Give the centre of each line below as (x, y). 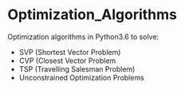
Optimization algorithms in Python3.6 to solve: (83, 37)
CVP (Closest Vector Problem (67, 61)
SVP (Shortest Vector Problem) (70, 52)
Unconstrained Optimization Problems (81, 77)
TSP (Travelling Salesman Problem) (77, 68)
